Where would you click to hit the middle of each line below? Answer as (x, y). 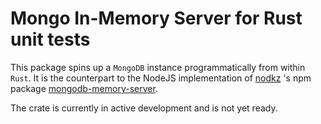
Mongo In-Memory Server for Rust (156, 18)
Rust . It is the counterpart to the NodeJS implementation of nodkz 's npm (161, 78)
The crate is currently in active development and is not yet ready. (144, 108)
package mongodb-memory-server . (84, 88)
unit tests (50, 39)
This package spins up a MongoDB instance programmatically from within (158, 67)
